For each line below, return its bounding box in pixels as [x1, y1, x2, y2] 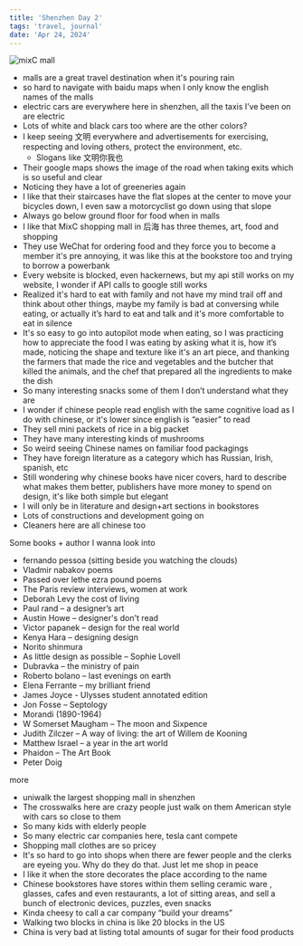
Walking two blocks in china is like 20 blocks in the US [22, 917, 225, 928]
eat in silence [22, 318, 72, 329]
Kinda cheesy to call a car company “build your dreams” [22, 907, 233, 919]
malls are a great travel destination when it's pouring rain [22, 72, 235, 83]
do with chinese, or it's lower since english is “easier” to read [22, 414, 251, 425]
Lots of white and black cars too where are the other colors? [22, 120, 248, 131]
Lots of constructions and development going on [22, 511, 204, 521]
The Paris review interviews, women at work [22, 584, 188, 595]
